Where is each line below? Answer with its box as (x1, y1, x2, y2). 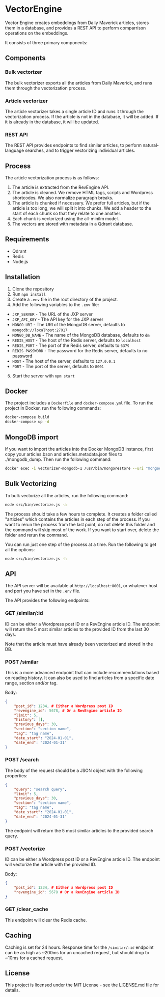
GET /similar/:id (5, 610, 43, 617)
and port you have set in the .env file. (5, 588, 81, 594)
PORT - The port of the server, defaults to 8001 (12, 363, 104, 369)
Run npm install (12, 291, 46, 297)
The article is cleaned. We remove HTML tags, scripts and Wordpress (12, 190, 153, 196)
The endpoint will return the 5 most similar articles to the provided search (5, 827, 154, 833)
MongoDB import (5, 433, 59, 441)
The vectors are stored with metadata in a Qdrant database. (12, 221, 134, 227)
